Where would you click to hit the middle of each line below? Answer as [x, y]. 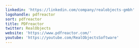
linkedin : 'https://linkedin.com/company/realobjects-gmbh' [70, 10]
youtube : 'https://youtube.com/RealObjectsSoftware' [62, 38]
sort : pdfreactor [24, 19]
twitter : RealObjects [28, 28]
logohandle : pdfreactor [30, 14]
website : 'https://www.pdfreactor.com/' [49, 33]
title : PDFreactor [25, 24]
